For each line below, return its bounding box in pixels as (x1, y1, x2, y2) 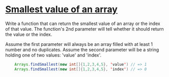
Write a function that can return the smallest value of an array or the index (5, 20, 160, 27)
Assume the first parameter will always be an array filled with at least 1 (5, 41, 153, 47)
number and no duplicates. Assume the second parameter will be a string (5, 46, 159, 53)
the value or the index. (5, 31, 52, 37)
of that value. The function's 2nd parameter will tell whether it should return (5, 25, 164, 32)
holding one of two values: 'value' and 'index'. (5, 52, 102, 58)
